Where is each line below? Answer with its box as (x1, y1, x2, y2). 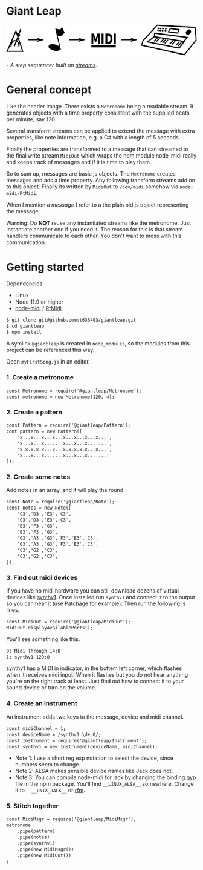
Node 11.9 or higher (14, 298, 63, 305)
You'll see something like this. (6, 636, 80, 643)
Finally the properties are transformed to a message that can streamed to (6, 145, 188, 153)
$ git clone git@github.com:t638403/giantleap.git (6, 317, 137, 324)
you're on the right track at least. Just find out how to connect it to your (6, 677, 184, 685)
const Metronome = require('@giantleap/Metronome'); (6, 388, 142, 394)
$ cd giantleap (6, 323, 45, 330)
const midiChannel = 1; (6, 725, 66, 731)
